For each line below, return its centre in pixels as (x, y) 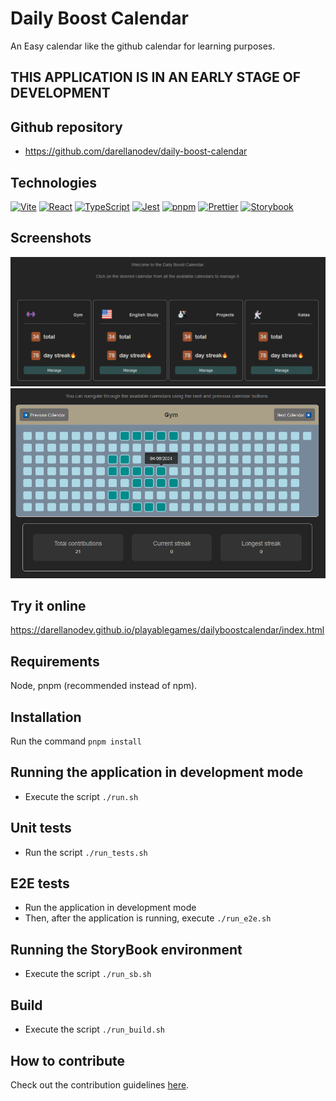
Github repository (66, 127)
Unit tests (41, 828)
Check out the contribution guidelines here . (100, 1084)
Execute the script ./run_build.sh (94, 1029)
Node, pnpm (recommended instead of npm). (104, 686)
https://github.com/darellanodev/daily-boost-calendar (136, 151)
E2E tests (40, 883)
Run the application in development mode (110, 908)
